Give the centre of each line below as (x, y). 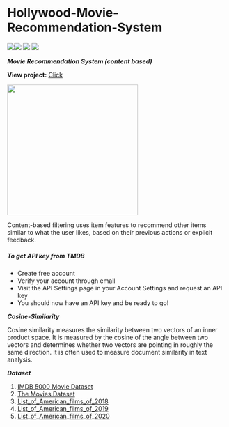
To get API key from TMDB (46, 256)
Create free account (46, 273)
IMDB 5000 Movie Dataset (55, 386)
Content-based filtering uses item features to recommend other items (107, 225)
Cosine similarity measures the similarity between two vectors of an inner (112, 329)
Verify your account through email (66, 281)
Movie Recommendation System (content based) (80, 61)
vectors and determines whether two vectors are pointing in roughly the (110, 344)
